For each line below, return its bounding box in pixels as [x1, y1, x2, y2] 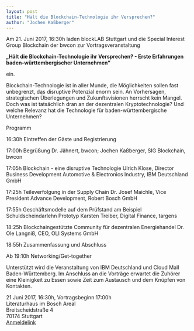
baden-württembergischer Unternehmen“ [6, 59, 111, 66]
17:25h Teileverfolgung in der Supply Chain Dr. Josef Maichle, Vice [6, 189, 167, 196]
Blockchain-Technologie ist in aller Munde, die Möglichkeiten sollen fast [6, 82, 179, 89]
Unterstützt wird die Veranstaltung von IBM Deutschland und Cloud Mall [6, 264, 179, 271]
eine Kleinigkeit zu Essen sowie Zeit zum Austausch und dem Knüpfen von [6, 277, 186, 284]
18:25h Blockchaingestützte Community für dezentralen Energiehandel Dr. [6, 224, 184, 231]
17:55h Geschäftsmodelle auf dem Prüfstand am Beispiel [6, 206, 142, 213]
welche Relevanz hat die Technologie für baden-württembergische [6, 107, 167, 114]
